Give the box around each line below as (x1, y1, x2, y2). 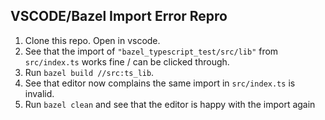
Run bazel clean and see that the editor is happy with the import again (24, 98, 316, 110)
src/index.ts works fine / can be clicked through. (24, 55, 230, 68)
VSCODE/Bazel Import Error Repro (10, 8, 228, 25)
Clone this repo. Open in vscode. (24, 34, 161, 46)
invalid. (24, 87, 55, 99)
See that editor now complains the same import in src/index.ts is (24, 77, 296, 89)
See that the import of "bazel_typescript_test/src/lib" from (24, 45, 279, 57)
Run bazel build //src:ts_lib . (24, 66, 155, 78)
